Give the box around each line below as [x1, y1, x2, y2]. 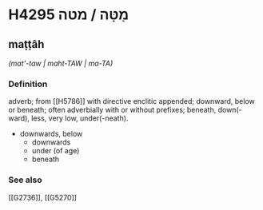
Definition [8, 78, 48, 89]
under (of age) [31, 146, 80, 156]
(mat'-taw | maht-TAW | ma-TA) [8, 58, 114, 68]
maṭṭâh [8, 38, 45, 51]
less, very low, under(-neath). [31, 113, 129, 123]
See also [8, 174, 42, 185]
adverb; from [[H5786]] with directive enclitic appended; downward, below [8, 97, 256, 106]
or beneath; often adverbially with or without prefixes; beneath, [8, 105, 217, 115]
